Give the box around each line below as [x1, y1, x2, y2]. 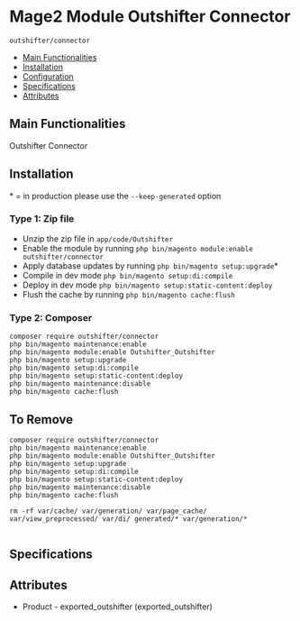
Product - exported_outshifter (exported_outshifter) [22, 601, 214, 612]
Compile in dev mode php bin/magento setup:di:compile [22, 269, 233, 280]
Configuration [22, 70, 74, 82]
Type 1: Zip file [9, 213, 75, 225]
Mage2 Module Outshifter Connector [9, 6, 291, 27]
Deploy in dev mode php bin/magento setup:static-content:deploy [22, 279, 273, 290]
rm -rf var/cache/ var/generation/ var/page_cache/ [9, 507, 207, 516]
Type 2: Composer [9, 311, 93, 324]
